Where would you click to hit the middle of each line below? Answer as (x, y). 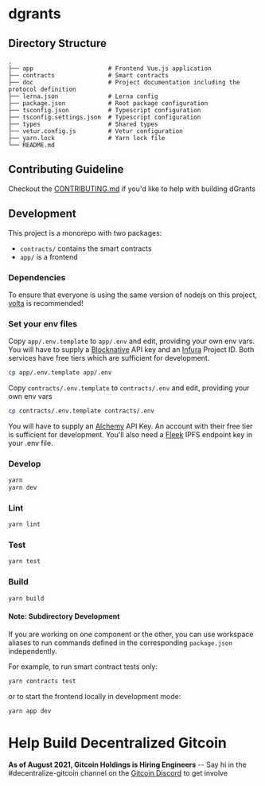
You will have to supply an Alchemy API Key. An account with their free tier (131, 426)
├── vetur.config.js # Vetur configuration (95, 131)
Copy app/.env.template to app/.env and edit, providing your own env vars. (132, 341)
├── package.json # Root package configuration (108, 104)
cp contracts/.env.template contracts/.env (82, 411)
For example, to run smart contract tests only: (83, 667)
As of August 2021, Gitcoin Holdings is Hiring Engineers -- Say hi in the (127, 764)
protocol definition (43, 89)
